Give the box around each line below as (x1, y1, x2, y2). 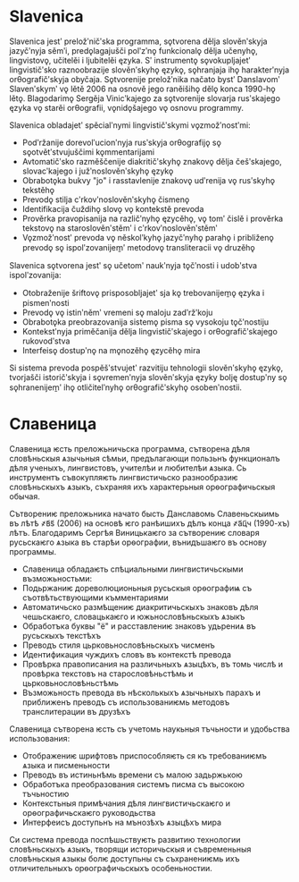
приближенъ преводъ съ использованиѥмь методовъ (21, 696, 230, 708)
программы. (9, 546, 56, 556)
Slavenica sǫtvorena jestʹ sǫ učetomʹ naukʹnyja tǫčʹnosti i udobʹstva (9, 259, 257, 270)
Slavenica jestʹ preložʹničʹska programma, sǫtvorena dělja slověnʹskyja (9, 36, 268, 47)
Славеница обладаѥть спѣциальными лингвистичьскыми (21, 564, 244, 574)
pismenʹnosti (21, 297, 70, 308)
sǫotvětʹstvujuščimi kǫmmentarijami (21, 146, 154, 157)
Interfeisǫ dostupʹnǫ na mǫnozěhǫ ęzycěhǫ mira (21, 344, 201, 355)
